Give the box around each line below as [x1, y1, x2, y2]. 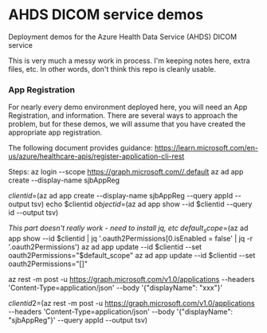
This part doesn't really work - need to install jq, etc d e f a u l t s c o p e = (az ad [8, 223, 249, 235]
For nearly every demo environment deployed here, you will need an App [8, 102, 248, 112]
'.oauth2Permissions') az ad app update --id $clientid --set [8, 242, 202, 252]
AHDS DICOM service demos [8, 6, 204, 24]
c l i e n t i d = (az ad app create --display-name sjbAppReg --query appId [8, 191, 234, 201]
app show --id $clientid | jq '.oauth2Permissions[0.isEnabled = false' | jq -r [8, 233, 253, 244]
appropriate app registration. [8, 127, 103, 137]
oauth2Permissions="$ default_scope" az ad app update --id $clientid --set [8, 251, 256, 261]
